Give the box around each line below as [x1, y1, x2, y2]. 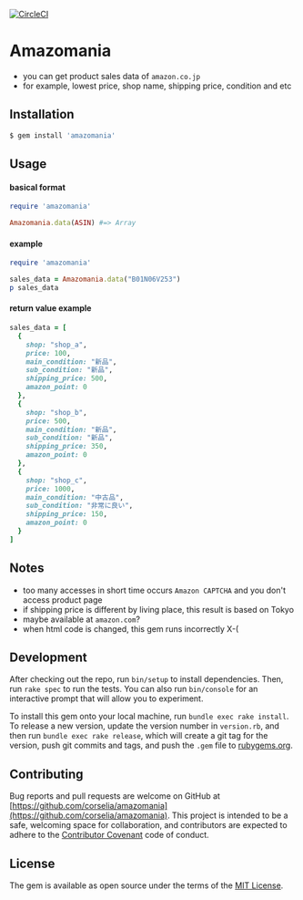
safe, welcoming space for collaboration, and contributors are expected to [9, 820, 288, 831]
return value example [9, 303, 92, 314]
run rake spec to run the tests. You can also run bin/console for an [9, 684, 258, 695]
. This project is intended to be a [167, 810, 288, 821]
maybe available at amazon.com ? [22, 614, 141, 625]
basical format [9, 181, 66, 192]
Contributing [9, 766, 84, 781]
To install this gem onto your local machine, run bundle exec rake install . [9, 711, 289, 722]
